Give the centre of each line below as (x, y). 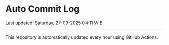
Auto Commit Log (43, 9)
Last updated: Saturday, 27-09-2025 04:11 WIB (54, 23)
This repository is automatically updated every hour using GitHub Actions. (82, 37)
